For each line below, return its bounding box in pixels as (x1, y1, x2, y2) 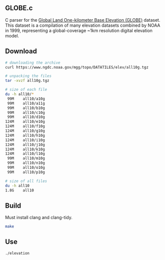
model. (5, 33, 19, 38)
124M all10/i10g (5, 138, 45, 143)
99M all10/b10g (7, 106, 45, 111)
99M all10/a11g (7, 101, 45, 106)
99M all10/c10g (7, 110, 45, 115)
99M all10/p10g (7, 170, 45, 175)
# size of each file (5, 87, 48, 92)
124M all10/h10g (5, 133, 45, 138)
